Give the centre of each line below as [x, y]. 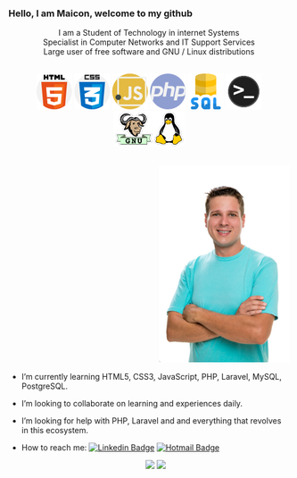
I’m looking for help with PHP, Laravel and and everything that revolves [151, 420]
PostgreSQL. [45, 386]
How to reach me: [54, 447]
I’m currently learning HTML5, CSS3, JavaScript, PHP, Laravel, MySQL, [152, 376]
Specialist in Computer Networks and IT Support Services [149, 42]
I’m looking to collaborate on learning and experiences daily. [132, 403]
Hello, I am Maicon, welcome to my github [100, 13]
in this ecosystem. [55, 430]
